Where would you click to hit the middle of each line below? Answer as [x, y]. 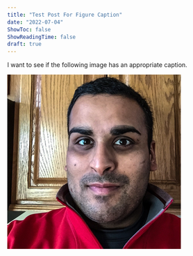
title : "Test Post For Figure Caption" [65, 15]
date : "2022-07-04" [35, 22]
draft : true [24, 44]
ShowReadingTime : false [42, 37]
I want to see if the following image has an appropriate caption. [97, 65]
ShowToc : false [29, 29]
